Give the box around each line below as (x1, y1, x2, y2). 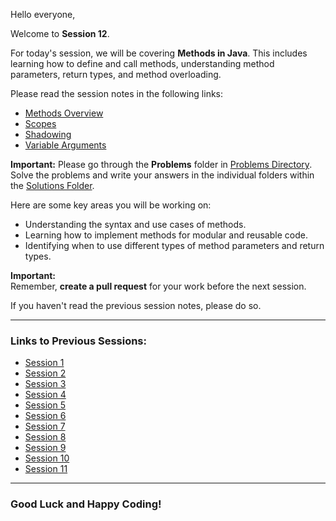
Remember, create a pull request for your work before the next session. (10, 280, 307, 292)
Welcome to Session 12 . (10, 28, 110, 39)
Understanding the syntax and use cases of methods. (24, 219, 247, 230)
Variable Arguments (24, 139, 107, 151)
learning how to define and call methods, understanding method (10, 58, 275, 69)
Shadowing (24, 129, 72, 140)
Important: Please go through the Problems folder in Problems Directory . (10, 159, 313, 170)
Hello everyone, (10, 9, 76, 20)
